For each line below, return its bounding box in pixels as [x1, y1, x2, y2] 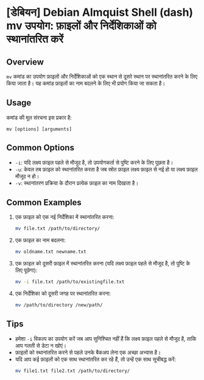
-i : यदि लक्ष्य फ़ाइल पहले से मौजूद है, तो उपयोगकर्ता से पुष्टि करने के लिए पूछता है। [15, 158, 174, 166]
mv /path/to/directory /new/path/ [15, 302, 103, 308]
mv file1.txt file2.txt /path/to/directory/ [15, 368, 130, 374]
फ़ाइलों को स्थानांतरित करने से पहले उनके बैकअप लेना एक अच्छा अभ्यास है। [15, 348, 161, 356]
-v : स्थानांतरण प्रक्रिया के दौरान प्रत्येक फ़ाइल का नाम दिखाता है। [15, 179, 139, 186]
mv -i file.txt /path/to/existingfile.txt [15, 279, 125, 285]
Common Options [6, 142, 75, 153]
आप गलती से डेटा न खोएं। [15, 342, 67, 349]
